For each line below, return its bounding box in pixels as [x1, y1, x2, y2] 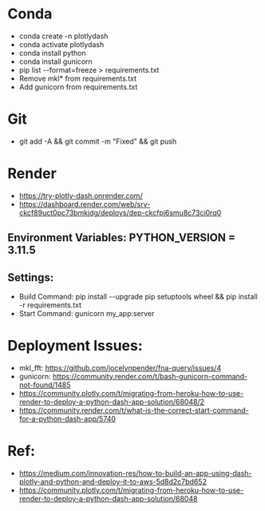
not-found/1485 [18, 380, 71, 390]
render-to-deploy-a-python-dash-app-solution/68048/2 [18, 397, 205, 406]
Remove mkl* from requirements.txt [18, 73, 137, 83]
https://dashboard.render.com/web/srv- [18, 199, 151, 208]
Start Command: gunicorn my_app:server [18, 309, 155, 319]
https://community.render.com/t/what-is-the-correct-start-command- [18, 405, 249, 415]
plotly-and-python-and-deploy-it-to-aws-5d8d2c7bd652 [18, 477, 207, 486]
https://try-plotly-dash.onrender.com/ [18, 191, 143, 200]
